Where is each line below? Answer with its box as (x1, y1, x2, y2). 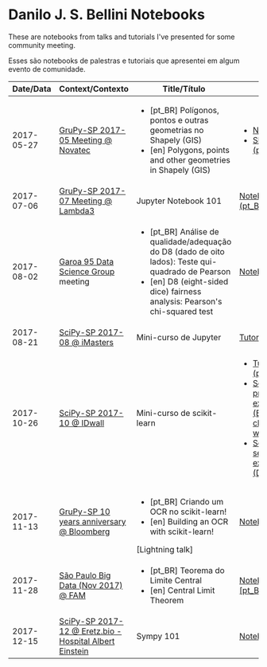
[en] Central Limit (149, 584, 215, 595)
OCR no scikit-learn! (149, 506, 227, 517)
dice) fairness (149, 285, 202, 296)
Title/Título (162, 83, 206, 94)
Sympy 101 (136, 630, 180, 641)
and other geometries (149, 154, 230, 165)
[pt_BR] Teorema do (149, 564, 225, 575)
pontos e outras (149, 114, 209, 125)
